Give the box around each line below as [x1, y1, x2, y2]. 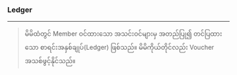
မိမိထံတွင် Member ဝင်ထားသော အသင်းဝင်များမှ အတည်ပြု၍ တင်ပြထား [24, 29, 222, 38]
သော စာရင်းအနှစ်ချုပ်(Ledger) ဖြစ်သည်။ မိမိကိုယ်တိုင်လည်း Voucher [24, 43, 214, 52]
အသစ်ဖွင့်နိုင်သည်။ [24, 57, 76, 65]
